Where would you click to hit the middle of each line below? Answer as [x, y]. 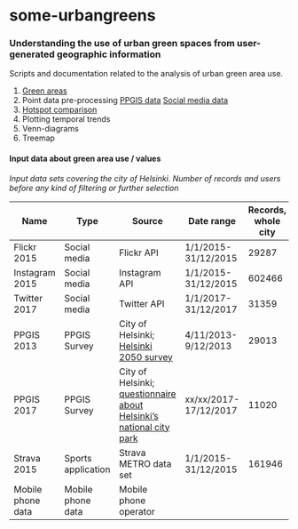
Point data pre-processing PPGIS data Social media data [125, 100]
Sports [78, 458]
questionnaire [148, 394]
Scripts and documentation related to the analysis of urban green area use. [146, 74]
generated [32, 54]
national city [145, 427]
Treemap [39, 138]
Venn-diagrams [51, 129]
